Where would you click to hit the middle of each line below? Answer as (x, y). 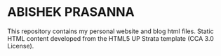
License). (21, 46)
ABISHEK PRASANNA (71, 12)
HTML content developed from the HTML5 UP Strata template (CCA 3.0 (110, 38)
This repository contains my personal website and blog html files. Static (110, 31)
